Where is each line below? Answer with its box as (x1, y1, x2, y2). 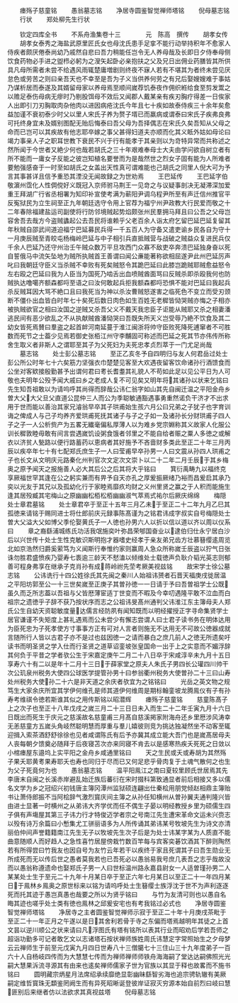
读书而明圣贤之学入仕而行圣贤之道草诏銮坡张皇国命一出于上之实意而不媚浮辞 (7, 642, 231, 650)
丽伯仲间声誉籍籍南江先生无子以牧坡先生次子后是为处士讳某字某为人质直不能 (7, 829, 231, 836)
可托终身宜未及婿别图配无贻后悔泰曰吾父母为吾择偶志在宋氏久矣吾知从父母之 (7, 119, 231, 127)
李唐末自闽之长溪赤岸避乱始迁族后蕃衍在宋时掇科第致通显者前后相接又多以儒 (7, 775, 231, 783)
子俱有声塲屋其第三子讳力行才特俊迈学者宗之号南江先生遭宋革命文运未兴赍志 (7, 811, 231, 819)
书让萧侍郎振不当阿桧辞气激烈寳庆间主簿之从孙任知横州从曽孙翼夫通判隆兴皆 (7, 793, 231, 801)
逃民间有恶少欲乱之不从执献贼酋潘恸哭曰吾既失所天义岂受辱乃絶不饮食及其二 (7, 314, 231, 322)
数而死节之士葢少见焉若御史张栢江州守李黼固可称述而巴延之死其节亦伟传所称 (7, 332, 231, 340)
